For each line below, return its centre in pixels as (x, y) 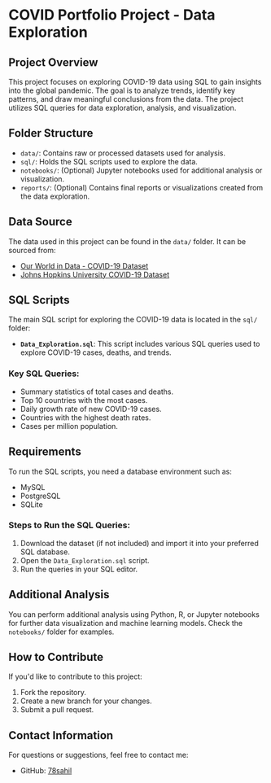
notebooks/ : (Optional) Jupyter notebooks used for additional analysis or (141, 170)
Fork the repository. (53, 693)
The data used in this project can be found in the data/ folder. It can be (127, 241)
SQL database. (45, 552)
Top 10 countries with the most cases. (84, 400)
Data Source (40, 222)
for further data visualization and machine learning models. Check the (125, 623)
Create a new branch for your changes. (86, 701)
